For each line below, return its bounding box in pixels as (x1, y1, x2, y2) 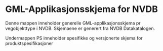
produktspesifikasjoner (5, 40, 53, 46)
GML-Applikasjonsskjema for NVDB (5, 3, 158, 15)
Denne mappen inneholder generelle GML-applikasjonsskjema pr (5, 20, 141, 26)
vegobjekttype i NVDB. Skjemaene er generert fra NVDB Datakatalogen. (5, 25, 155, 31)
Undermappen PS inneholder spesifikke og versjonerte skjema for (5, 35, 143, 41)
